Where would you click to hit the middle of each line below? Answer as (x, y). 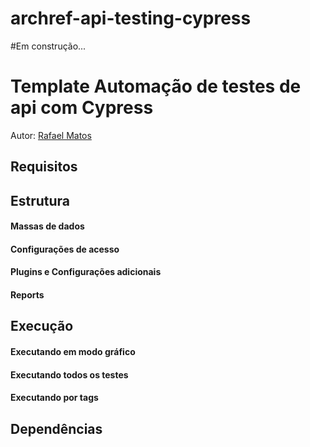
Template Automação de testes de (156, 86)
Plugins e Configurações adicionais (86, 272)
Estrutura (40, 200)
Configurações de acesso (65, 249)
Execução (42, 326)
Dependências (56, 428)
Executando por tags (54, 398)
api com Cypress (82, 108)
